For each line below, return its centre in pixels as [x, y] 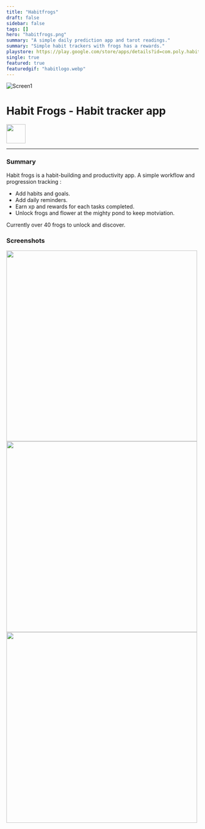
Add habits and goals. [42, 194]
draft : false [23, 18]
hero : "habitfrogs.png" [37, 35]
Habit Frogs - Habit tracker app [86, 111]
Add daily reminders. [41, 200]
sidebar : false [26, 23]
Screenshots [26, 241]
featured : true [26, 63]
